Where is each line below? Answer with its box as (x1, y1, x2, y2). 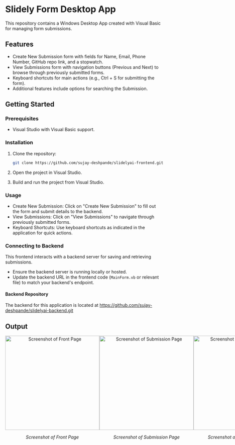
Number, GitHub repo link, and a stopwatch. (12, 59, 103, 65)
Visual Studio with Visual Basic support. (12, 127, 95, 133)
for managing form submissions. (5, 25, 72, 31)
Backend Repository (5, 291, 49, 297)
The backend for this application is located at (5, 302, 99, 308)
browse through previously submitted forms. (12, 69, 104, 75)
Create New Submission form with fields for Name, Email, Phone (12, 53, 146, 59)
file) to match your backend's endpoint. (12, 280, 94, 286)
